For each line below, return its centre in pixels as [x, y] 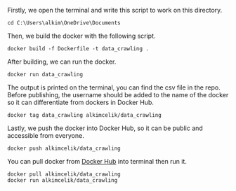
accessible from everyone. [46, 135]
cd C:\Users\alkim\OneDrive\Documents [64, 23]
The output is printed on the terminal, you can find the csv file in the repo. [114, 87]
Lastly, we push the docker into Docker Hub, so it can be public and [105, 128]
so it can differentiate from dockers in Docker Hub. [81, 102]
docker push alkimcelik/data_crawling [64, 148]
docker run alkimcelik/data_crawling [63, 181]
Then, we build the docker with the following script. [81, 36]
